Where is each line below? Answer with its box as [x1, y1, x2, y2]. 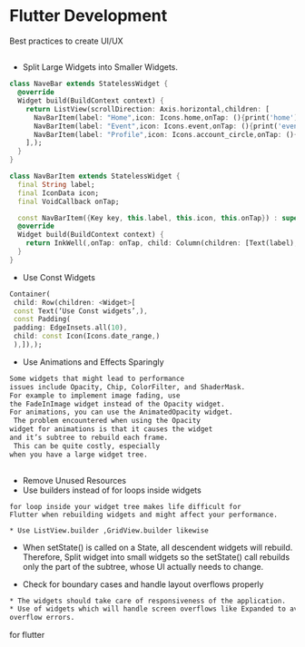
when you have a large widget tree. [9, 450, 148, 459]
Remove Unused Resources [22, 475, 127, 485]
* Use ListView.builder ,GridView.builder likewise [9, 525, 209, 535]
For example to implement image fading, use [9, 391, 181, 400]
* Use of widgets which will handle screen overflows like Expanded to [9, 604, 286, 613]
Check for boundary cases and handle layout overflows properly [22, 578, 264, 590]
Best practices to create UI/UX [9, 35, 124, 46]
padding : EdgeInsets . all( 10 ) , [13, 323, 128, 332]
